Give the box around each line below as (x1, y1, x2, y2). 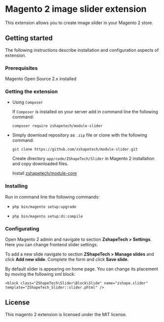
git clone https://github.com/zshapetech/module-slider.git (12, 147, 138, 152)
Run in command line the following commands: (5, 193, 100, 200)
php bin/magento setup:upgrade (12, 204, 77, 209)
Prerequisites (5, 64, 38, 71)
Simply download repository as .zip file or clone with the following (12, 132, 147, 138)
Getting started (5, 34, 53, 42)
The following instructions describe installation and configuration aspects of (5, 47, 159, 53)
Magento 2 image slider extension (5, 3, 147, 15)
